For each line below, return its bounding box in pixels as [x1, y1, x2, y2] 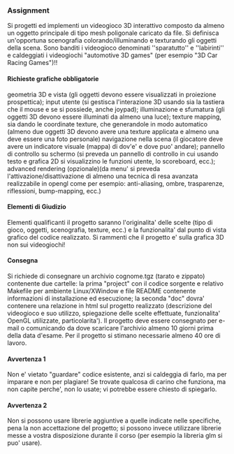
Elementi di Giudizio [7, 203, 66, 211]
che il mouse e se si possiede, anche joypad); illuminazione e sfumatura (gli [7, 105, 225, 113]
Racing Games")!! [7, 59, 58, 67]
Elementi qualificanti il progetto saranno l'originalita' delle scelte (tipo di [7, 218, 213, 226]
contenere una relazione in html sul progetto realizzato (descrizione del [7, 301, 212, 309]
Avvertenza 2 [7, 401, 47, 409]
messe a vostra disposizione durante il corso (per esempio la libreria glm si [7, 432, 223, 440]
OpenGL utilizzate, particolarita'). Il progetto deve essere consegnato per [7, 316, 218, 325]
